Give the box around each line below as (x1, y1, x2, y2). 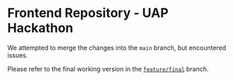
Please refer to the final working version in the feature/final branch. (7, 64, 209, 73)
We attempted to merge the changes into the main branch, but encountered (7, 43, 227, 52)
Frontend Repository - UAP (7, 5, 169, 21)
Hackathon (7, 20, 74, 36)
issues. (7, 51, 28, 59)
